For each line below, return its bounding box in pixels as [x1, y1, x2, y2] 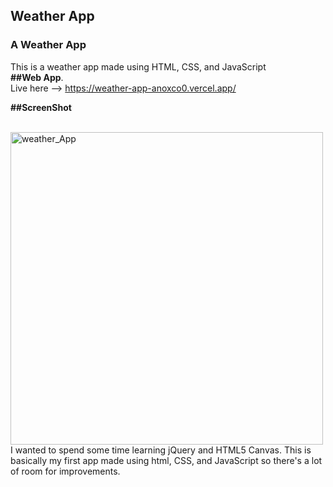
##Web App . [10, 71, 64, 83]
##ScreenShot [10, 101, 72, 113]
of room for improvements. [10, 465, 121, 477]
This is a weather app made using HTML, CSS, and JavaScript [10, 60, 267, 73]
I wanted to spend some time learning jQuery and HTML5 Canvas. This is [10, 444, 312, 456]
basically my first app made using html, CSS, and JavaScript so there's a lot [10, 454, 323, 466]
